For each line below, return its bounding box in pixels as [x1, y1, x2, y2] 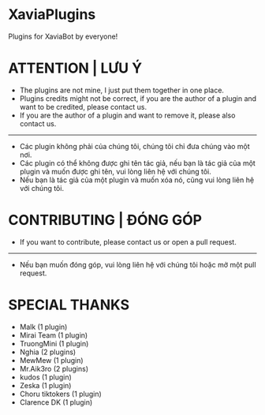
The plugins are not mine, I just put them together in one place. [19, 85, 225, 95]
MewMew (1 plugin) [19, 355, 84, 365]
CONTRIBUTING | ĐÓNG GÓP [8, 211, 203, 230]
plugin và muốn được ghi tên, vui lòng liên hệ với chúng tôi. [19, 166, 211, 176]
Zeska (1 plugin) [19, 380, 72, 390]
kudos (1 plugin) [19, 372, 73, 382]
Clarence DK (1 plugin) [19, 397, 93, 407]
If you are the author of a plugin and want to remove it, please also [19, 110, 236, 120]
